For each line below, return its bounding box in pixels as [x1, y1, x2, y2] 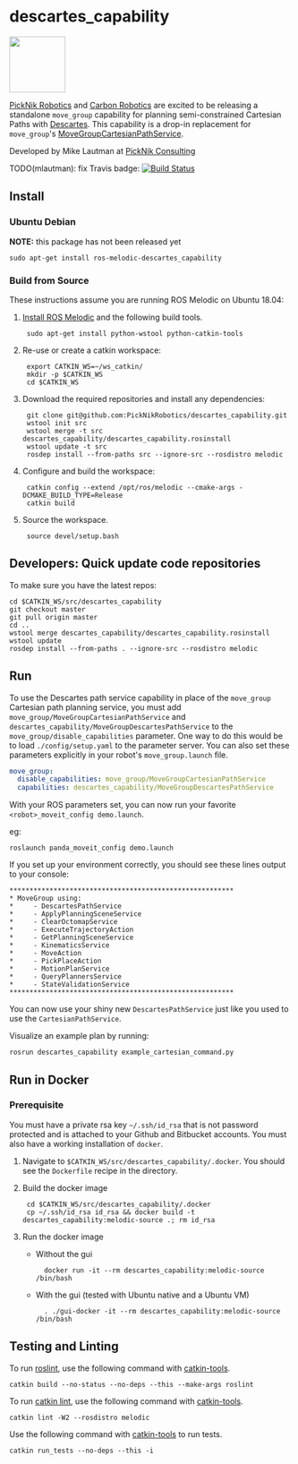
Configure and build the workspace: [21, 466, 155, 476]
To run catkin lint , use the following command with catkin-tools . [9, 1395, 243, 1407]
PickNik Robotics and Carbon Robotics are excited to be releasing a [9, 99, 259, 110]
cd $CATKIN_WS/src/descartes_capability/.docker [26, 1200, 212, 1209]
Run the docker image [21, 1231, 105, 1242]
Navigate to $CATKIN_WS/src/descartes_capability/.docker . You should [21, 1155, 285, 1166]
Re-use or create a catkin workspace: [21, 345, 161, 355]
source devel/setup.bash [26, 531, 119, 541]
